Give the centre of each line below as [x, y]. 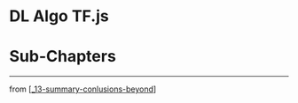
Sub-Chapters [63, 57]
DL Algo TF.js [59, 16]
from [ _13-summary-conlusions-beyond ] [83, 89]
